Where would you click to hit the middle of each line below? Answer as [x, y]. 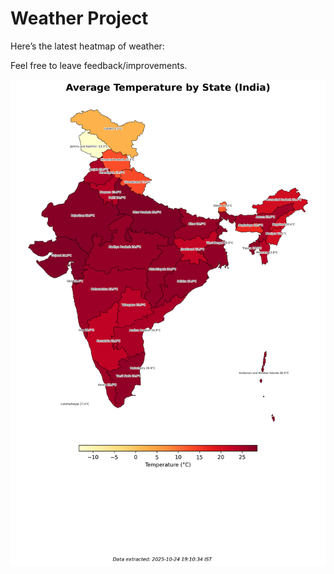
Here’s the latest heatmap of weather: [87, 46]
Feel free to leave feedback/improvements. [99, 65]
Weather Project [79, 18]
